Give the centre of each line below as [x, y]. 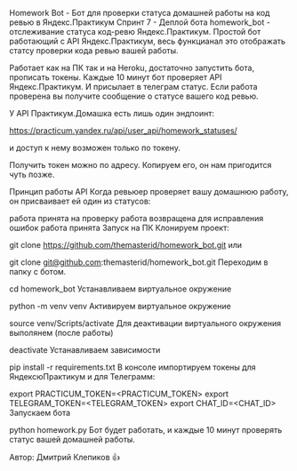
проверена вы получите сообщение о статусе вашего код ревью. [134, 96]
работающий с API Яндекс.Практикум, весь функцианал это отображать [148, 41]
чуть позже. [32, 174]
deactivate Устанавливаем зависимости [85, 350]
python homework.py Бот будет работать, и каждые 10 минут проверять [146, 430]
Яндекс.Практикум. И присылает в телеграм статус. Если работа [133, 87]
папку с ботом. [38, 271]
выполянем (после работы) [61, 333]
